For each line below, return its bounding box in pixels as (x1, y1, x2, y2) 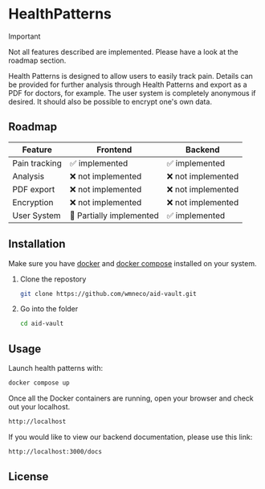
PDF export (12, 183, 55, 195)
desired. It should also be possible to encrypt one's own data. (8, 97, 213, 106)
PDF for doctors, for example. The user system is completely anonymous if (8, 88, 256, 97)
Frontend (96, 144, 132, 155)
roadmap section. (8, 55, 67, 65)
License (8, 470, 49, 483)
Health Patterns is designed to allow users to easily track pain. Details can (8, 71, 253, 80)
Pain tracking (12, 158, 63, 169)
